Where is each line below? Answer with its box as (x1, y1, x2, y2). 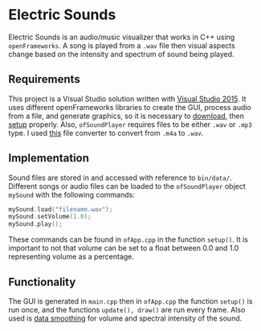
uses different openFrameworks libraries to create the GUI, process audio (8, 102, 251, 112)
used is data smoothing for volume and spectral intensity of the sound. (8, 313, 243, 323)
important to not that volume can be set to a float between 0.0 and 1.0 (8, 243, 239, 253)
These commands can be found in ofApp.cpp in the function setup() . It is (8, 235, 249, 244)
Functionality (8, 275, 76, 288)
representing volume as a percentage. (8, 251, 135, 262)
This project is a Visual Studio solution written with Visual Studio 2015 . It (8, 94, 247, 104)
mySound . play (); (8, 220, 63, 228)
